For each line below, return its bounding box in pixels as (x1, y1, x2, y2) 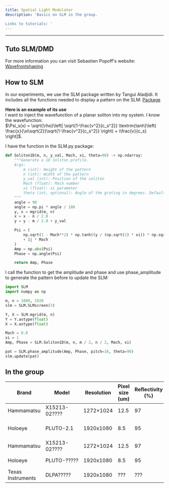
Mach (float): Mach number (23, 181, 80, 186)
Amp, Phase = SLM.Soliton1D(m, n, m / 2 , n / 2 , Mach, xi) (5, 340, 132, 345)
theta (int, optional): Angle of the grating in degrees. (23, 190, 147, 195)
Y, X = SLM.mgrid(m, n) (5, 312, 55, 317)
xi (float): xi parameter (23, 186, 78, 191)
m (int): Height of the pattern (23, 167, 92, 172)
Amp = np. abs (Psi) (14, 246, 53, 251)
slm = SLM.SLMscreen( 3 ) (5, 303, 55, 308)
